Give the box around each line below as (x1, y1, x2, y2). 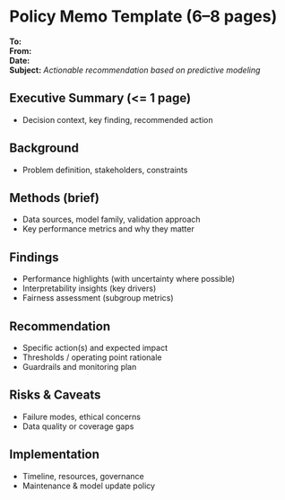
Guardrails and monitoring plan (22, 362, 137, 372)
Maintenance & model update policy (22, 480, 155, 491)
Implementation (9, 447, 100, 462)
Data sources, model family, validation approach (22, 214, 201, 225)
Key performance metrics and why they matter (22, 224, 194, 234)
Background (9, 141, 79, 156)
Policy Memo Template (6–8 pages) (9, 6, 278, 27)
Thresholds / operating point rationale (22, 352, 163, 363)
